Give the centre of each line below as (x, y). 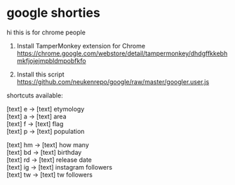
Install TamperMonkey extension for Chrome (81, 46)
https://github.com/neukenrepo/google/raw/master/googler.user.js (113, 81)
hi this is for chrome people (46, 32)
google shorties (54, 13)
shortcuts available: (35, 95)
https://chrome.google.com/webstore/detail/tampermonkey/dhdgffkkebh (122, 53)
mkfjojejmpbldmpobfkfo (51, 60)
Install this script (40, 74)
